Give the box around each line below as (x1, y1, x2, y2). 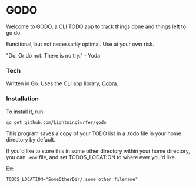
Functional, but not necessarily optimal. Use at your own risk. (6, 41, 154, 48)
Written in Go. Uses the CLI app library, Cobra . (6, 80, 119, 87)
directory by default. (6, 136, 56, 143)
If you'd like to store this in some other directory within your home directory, (6, 147, 190, 155)
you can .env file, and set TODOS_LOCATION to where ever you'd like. (6, 153, 177, 160)
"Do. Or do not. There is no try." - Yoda (6, 52, 101, 59)
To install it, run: (6, 108, 45, 115)
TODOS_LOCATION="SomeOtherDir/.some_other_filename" (6, 176, 138, 182)
